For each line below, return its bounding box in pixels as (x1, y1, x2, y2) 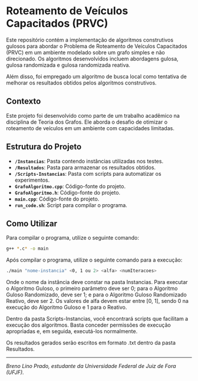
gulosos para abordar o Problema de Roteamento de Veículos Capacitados (6, 43, 187, 50)
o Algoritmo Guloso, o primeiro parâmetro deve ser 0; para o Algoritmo (6, 285, 178, 292)
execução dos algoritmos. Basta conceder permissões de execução (6, 321, 171, 329)
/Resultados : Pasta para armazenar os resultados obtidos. (14, 164, 156, 171)
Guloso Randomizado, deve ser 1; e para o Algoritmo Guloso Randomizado (6, 291, 187, 298)
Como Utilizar (6, 218, 58, 228)
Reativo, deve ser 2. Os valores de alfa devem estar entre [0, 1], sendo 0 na (6, 298, 189, 305)
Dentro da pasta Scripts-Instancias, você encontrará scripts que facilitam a (6, 315, 189, 322)
